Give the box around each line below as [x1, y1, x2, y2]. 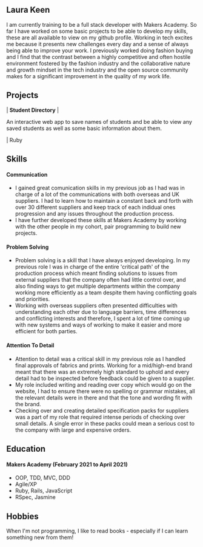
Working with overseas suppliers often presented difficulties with [15, 302, 178, 309]
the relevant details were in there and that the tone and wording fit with [15, 394, 193, 401]
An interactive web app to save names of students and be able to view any [6, 118, 193, 125]
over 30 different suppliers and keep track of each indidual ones [15, 203, 176, 211]
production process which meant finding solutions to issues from [15, 270, 178, 277]
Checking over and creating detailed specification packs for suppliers [15, 407, 189, 414]
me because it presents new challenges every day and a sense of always [6, 40, 189, 47]
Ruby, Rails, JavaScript [15, 487, 73, 494]
